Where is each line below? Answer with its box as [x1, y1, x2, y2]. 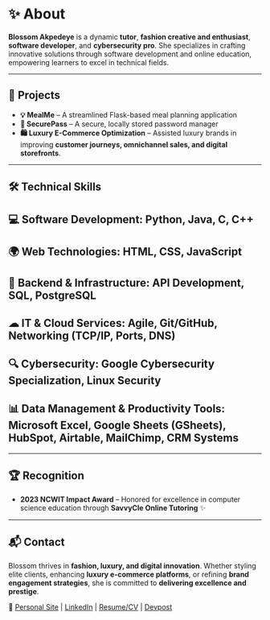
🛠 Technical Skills [8, 180, 102, 194]
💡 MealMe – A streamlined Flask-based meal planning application [19, 110, 238, 119]
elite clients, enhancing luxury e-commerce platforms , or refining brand [8, 569, 249, 579]
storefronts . [19, 148, 62, 158]
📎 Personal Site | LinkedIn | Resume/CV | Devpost [8, 601, 173, 612]
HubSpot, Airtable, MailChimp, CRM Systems [8, 432, 239, 445]
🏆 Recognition [8, 469, 84, 483]
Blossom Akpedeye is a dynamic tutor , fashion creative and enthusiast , [8, 31, 251, 41]
